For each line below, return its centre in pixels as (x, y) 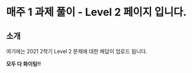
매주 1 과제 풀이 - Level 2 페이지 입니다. (96, 12)
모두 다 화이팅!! (24, 64)
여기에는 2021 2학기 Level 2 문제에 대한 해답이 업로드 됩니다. (77, 51)
